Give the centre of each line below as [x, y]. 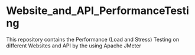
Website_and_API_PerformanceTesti [97, 11]
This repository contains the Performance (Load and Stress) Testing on [92, 39]
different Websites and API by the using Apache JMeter [74, 46]
